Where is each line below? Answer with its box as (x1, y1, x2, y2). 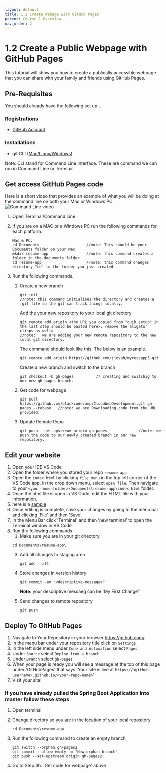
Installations (5, 139, 36, 146)
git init (19, 293, 38, 298)
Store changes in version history (19, 570, 87, 576)
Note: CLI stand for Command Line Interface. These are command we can (5, 160, 157, 166)
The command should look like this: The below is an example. (19, 346, 147, 352)
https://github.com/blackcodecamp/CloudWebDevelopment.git (19, 401, 146, 406)
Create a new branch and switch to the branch (19, 364, 116, 370)
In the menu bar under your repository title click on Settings (12, 640, 136, 646)
